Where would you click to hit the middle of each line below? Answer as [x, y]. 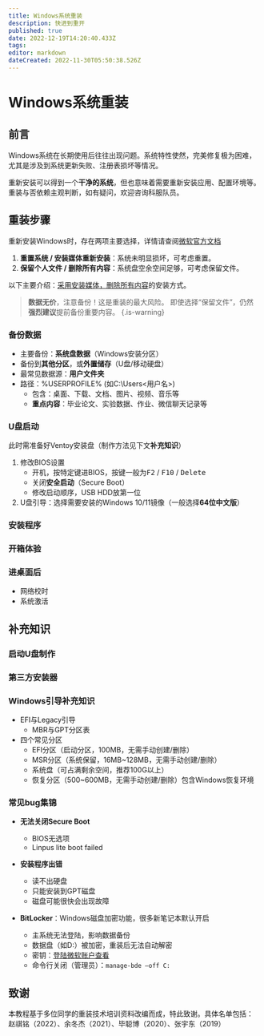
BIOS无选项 [51, 839]
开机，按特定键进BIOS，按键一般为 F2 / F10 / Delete [119, 473]
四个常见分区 [41, 740]
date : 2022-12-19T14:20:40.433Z [62, 38]
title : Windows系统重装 [45, 16]
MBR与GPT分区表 [61, 729]
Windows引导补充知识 [52, 700]
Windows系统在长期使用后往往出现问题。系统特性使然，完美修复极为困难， [132, 155]
